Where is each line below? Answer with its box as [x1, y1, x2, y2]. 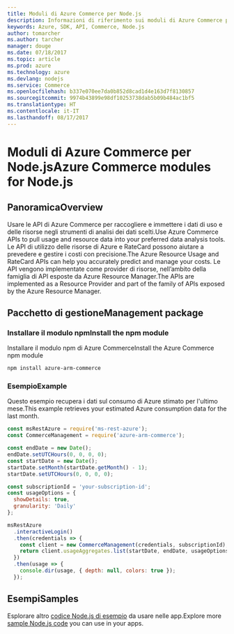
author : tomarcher [7, 29, 61, 37]
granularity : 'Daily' [13, 503, 77, 510]
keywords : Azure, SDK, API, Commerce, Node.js [7, 23, 145, 30]
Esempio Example [7, 381, 68, 391]
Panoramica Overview [7, 202, 103, 214]
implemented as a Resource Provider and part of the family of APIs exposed [7, 279, 225, 288]
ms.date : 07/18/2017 [7, 50, 68, 57]
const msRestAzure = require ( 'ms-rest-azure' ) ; [7, 425, 148, 433]
